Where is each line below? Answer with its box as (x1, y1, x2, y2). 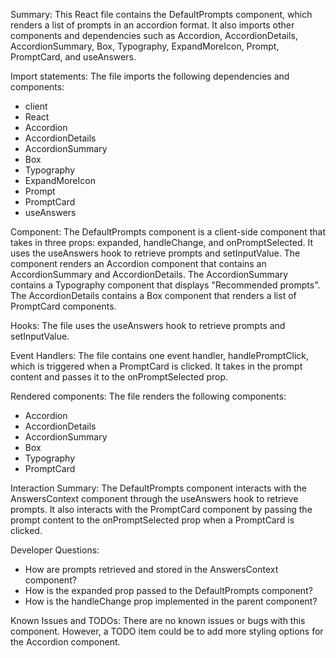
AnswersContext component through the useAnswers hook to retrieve (10, 493, 299, 504)
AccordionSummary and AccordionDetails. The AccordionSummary (10, 269, 289, 280)
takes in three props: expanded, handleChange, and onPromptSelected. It (10, 237, 314, 248)
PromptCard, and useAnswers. (10, 51, 137, 63)
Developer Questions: (10, 544, 100, 556)
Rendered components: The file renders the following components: (10, 390, 287, 402)
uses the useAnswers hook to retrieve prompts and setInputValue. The (10, 247, 301, 259)
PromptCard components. (10, 300, 117, 312)
